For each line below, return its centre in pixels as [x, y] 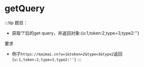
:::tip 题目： [16, 22]
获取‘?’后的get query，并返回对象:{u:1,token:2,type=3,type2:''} [75, 33]
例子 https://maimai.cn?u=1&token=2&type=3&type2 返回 [67, 54]
